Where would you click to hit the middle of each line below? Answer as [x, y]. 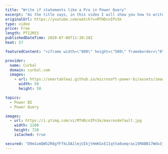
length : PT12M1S [22, 33]
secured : [14, 143]
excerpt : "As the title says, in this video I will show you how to [78, 15]
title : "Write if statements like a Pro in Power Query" [66, 10]
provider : [15, 61]
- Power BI [21, 102]
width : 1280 [26, 125]
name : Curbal [23, 65]
